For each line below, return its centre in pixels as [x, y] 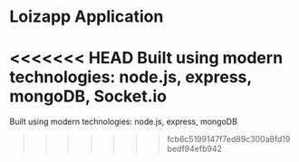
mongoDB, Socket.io [88, 96]
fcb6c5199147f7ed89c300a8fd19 [229, 139]
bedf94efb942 [194, 149]
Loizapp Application [87, 17]
